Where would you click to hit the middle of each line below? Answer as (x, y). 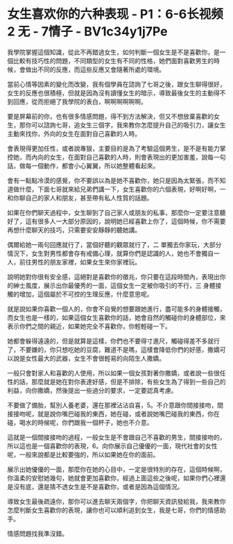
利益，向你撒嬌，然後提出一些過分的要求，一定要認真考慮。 (92, 390)
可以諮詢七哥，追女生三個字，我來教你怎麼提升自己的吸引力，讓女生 (128, 125)
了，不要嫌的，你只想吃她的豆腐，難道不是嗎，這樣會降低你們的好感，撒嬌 (113, 349)
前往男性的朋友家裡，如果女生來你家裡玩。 (80, 262)
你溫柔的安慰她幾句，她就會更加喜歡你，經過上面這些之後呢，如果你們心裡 (113, 478)
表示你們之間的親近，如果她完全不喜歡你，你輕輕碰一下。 (89, 326)
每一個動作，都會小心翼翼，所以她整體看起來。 (92, 165)
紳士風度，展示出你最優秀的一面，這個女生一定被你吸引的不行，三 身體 (114, 285)
